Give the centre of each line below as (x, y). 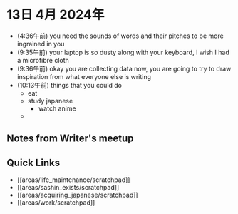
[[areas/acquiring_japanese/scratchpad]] (77, 195)
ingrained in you (41, 44)
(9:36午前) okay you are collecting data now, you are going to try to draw (124, 68)
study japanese (50, 101)
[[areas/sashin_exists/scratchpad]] (68, 188)
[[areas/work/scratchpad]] (56, 203)
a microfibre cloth (43, 60)
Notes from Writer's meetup (70, 139)
